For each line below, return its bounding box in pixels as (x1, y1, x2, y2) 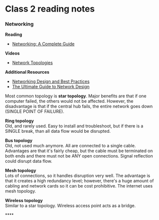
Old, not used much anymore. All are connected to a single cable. (5, 143, 136, 149)
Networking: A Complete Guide (12, 41, 75, 47)
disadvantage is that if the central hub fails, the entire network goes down (5, 103, 153, 110)
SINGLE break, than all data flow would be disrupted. (5, 128, 111, 134)
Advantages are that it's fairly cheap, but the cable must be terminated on (5, 148, 153, 154)
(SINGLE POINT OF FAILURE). (5, 109, 65, 114)
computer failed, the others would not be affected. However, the (5, 98, 134, 104)
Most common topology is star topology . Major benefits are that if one (5, 93, 147, 99)
